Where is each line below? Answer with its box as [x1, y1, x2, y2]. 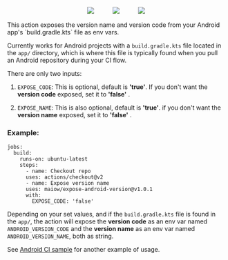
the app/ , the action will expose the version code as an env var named [7, 217, 208, 226]
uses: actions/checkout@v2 [25, 174, 104, 181]
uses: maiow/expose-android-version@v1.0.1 [25, 186, 153, 193]
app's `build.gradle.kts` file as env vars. [7, 28, 120, 36]
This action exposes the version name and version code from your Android [7, 21, 220, 29]
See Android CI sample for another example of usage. [7, 246, 160, 254]
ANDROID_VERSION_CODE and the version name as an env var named [7, 225, 196, 233]
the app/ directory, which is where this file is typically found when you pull [7, 49, 218, 57]
